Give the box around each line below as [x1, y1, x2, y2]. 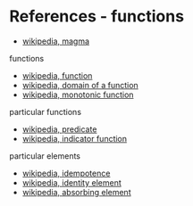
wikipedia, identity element [21, 177, 122, 188]
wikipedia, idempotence [21, 168, 111, 178]
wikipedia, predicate [21, 123, 97, 135]
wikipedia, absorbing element [21, 186, 131, 197]
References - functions [9, 6, 185, 27]
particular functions [9, 106, 82, 117]
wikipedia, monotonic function [21, 89, 134, 100]
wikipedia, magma [21, 36, 90, 46]
